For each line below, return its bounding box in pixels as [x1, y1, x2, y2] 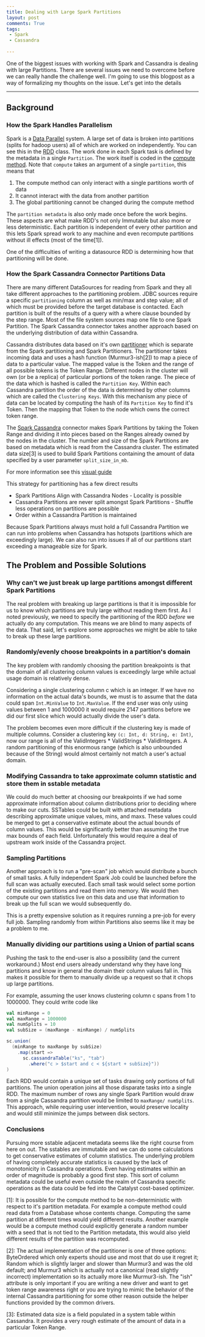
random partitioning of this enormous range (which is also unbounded [6, 743, 182, 751]
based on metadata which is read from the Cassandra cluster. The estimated [6, 443, 199, 450]
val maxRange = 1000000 [6, 1015, 67, 1022]
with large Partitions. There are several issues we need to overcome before [6, 66, 195, 73]
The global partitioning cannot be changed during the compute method [15, 198, 194, 206]
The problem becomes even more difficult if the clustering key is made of [6, 724, 191, 731]
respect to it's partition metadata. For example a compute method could [6, 1203, 187, 1210]
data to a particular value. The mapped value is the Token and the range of [6, 360, 194, 367]
